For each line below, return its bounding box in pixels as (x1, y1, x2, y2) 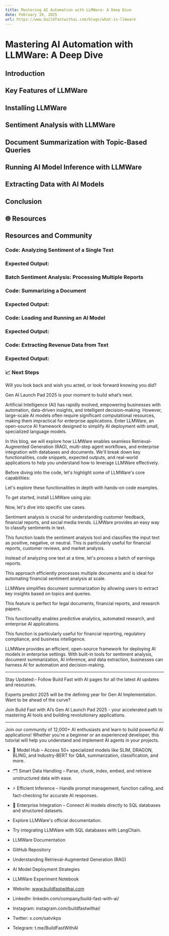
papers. (5, 606, 21, 612)
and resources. (5, 682, 37, 688)
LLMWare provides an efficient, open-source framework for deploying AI (5, 646, 156, 652)
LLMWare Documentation (12, 837, 65, 843)
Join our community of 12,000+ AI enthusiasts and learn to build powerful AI (5, 727, 163, 733)
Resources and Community (5, 232, 93, 240)
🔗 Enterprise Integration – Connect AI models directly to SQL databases (12, 802, 161, 808)
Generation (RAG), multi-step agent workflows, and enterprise (30, 444, 159, 450)
